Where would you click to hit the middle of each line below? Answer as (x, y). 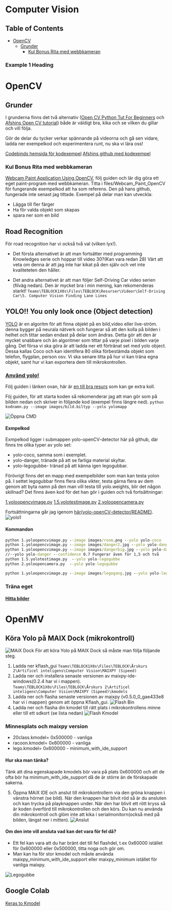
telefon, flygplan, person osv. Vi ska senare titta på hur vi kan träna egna (82, 356)
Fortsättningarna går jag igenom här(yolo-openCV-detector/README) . (79, 512)
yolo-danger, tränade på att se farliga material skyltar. (69, 460)
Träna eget (19, 586)
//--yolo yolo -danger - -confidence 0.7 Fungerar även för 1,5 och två (82, 555)
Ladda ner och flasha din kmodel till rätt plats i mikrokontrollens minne (87, 708)
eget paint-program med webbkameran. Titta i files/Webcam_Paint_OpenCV (85, 184)
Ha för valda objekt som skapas (46, 210)
